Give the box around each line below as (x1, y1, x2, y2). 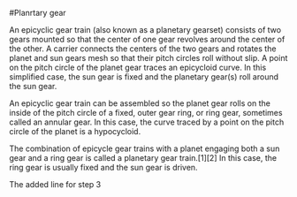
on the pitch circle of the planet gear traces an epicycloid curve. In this (9, 62, 267, 72)
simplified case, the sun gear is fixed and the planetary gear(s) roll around (9, 72, 279, 82)
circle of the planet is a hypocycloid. (9, 126, 141, 136)
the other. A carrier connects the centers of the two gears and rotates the (9, 43, 277, 54)
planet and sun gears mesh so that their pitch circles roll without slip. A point (9, 53, 288, 63)
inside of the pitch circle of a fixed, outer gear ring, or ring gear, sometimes (9, 108, 283, 117)
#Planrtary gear (9, 8, 66, 18)
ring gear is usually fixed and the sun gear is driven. (9, 163, 198, 172)
